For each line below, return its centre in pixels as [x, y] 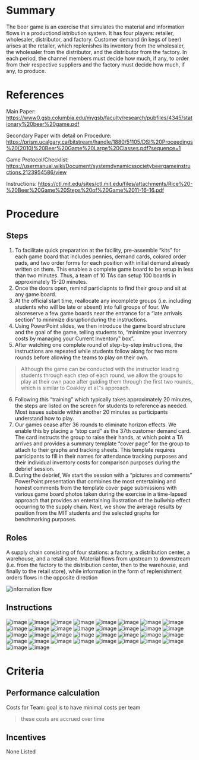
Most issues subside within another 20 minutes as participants [91, 412]
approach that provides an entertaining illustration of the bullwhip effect [102, 500]
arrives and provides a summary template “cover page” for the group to [102, 444]
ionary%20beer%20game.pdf [43, 124]
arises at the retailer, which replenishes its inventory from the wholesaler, [96, 46]
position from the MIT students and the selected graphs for [87, 513]
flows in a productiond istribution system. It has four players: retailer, [90, 33]
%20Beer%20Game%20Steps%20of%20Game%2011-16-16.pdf [85, 190]
